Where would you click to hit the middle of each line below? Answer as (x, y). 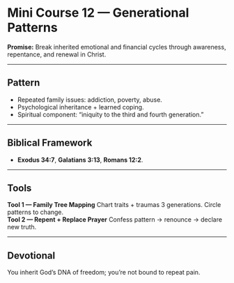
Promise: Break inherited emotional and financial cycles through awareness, (117, 47)
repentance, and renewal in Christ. (57, 54)
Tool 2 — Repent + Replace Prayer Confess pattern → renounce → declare (115, 220)
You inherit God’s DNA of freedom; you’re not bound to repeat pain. (104, 273)
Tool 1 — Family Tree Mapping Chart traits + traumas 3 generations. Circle (114, 205)
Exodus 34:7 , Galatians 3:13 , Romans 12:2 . (80, 160)
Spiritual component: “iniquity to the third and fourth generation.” (110, 114)
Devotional (31, 255)
